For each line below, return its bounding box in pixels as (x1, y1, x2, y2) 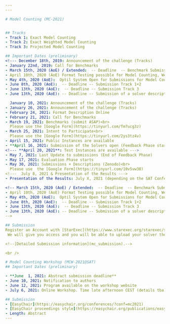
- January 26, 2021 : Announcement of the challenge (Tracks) (5, 105, 137, 110)
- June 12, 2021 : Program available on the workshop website (5, 283, 137, 288)
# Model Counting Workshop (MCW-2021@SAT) (5, 260, 96, 265)
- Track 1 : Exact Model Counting (5, 35, 76, 40)
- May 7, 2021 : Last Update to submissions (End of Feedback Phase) (5, 152, 153, 157)
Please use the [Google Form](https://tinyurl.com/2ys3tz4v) (10, 134, 142, 139)
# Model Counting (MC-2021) (5, 16, 65, 22)
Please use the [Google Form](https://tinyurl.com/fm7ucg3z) (10, 124, 142, 129)
